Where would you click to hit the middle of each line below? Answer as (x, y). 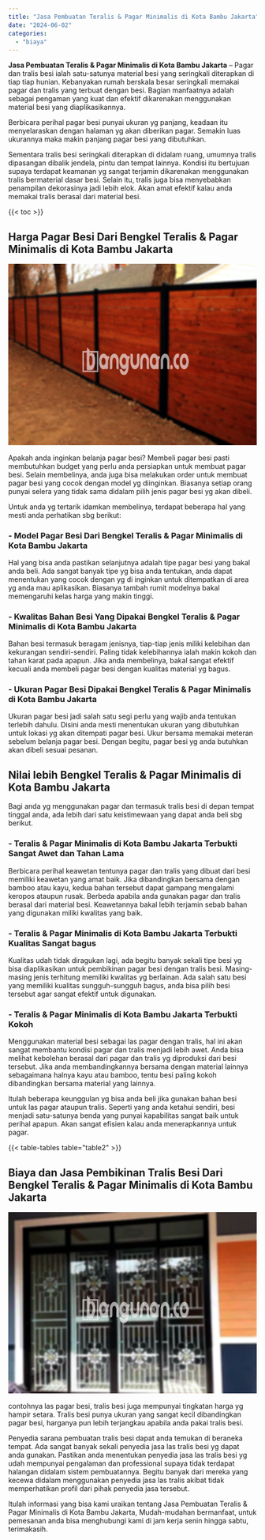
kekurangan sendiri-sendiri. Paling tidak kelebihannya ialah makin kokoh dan (132, 652)
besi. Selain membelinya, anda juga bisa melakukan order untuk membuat (128, 474)
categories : (28, 33)
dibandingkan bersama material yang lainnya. (82, 1084)
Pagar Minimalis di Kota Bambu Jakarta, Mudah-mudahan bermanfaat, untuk (132, 1512)
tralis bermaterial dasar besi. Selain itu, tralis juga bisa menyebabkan (119, 180)
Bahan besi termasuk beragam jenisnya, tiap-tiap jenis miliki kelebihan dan (129, 644)
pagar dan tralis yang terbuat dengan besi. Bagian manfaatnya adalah (121, 90)
